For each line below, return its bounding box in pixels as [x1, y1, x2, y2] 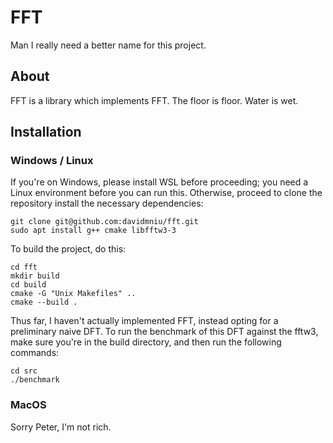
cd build [10, 280, 47, 290]
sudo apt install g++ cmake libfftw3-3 [10, 226, 177, 236]
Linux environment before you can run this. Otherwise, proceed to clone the [10, 187, 323, 199]
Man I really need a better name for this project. [10, 39, 207, 51]
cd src [10, 366, 38, 376]
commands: [10, 347, 60, 359]
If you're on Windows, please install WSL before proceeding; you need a [10, 176, 309, 188]
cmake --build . [10, 297, 78, 308]
